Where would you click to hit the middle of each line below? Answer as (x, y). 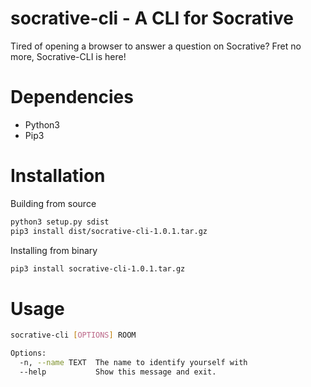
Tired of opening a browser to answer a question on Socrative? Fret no (156, 46)
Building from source (53, 203)
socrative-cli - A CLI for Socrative (152, 18)
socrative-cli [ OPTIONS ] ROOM (73, 335)
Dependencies (72, 97)
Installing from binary (54, 250)
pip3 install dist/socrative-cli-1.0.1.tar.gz (109, 231)
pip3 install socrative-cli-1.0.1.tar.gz (98, 268)
